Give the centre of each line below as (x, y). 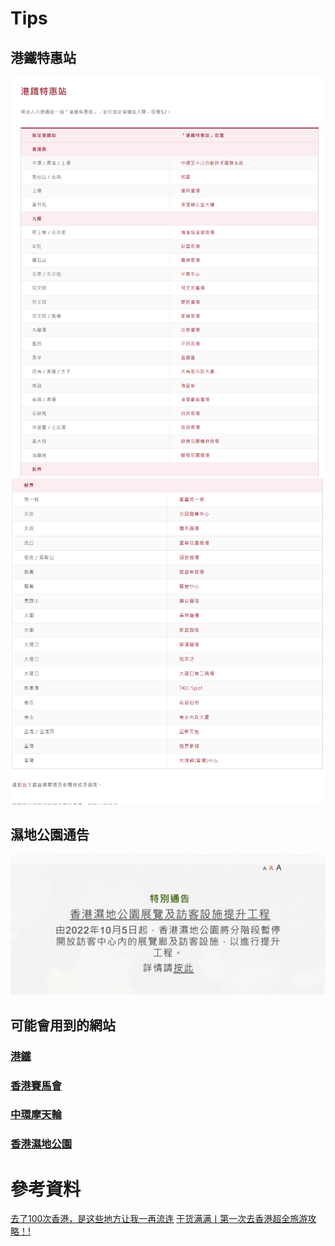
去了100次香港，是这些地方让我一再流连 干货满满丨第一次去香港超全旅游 (159, 1219)
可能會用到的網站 (63, 1025)
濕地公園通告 (50, 835)
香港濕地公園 (41, 1144)
